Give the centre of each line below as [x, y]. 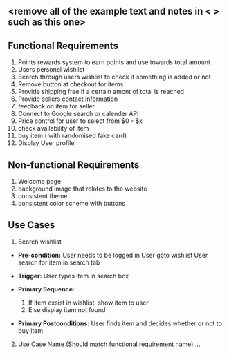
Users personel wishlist [51, 70]
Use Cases [31, 225]
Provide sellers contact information [68, 99]
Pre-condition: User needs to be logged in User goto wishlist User [113, 255]
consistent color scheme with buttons [72, 204]
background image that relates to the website [82, 189]
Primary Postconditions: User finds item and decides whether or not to [120, 323]
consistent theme [43, 196]
